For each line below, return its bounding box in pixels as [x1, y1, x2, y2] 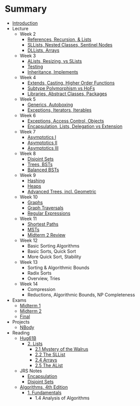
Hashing [27, 177, 45, 184]
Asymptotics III [27, 145, 59, 151]
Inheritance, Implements [27, 69, 78, 75]
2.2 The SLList [35, 351, 66, 357]
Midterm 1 [19, 302, 41, 308]
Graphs [27, 199, 43, 205]
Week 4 [19, 74, 36, 80]
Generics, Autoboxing [27, 101, 73, 107]
